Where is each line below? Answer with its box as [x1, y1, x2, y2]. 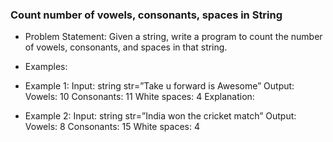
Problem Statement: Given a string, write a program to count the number [24, 31, 323, 43]
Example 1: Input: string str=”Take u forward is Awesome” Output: [24, 80, 295, 92]
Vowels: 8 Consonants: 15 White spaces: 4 [24, 121, 200, 133]
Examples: [24, 61, 68, 73]
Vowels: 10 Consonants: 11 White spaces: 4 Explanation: [24, 91, 255, 103]
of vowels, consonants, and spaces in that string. [24, 41, 228, 53]
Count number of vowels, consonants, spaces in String [10, 8, 283, 22]
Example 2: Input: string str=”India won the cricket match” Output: [24, 110, 297, 122]
